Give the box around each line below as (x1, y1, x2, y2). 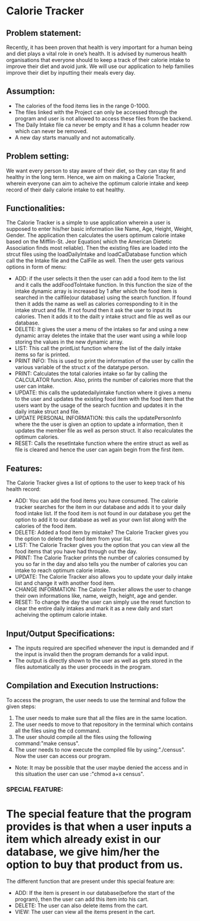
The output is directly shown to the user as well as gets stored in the (14, 657, 183, 665)
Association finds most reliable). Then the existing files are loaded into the (6, 245, 188, 252)
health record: (6, 486, 41, 493)
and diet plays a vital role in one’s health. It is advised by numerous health (6, 50, 187, 57)
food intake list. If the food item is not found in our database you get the (14, 510, 191, 517)
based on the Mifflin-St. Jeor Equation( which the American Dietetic (6, 238, 173, 245)
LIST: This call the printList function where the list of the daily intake (14, 345, 182, 352)
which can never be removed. (14, 127, 88, 135)
